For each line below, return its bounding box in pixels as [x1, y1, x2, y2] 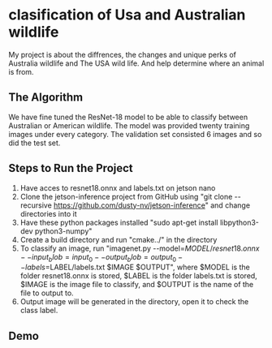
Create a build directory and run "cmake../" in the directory [19, 234, 218, 244]
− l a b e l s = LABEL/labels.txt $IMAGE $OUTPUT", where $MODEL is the [19, 262, 250, 273]
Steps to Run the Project [8, 161, 134, 175]
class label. [19, 306, 58, 316]
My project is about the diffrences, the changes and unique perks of [8, 49, 237, 59]
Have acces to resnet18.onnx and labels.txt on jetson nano [19, 183, 216, 192]
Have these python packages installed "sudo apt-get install [19, 217, 218, 227]
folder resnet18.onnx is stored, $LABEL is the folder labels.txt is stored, [19, 271, 257, 281]
